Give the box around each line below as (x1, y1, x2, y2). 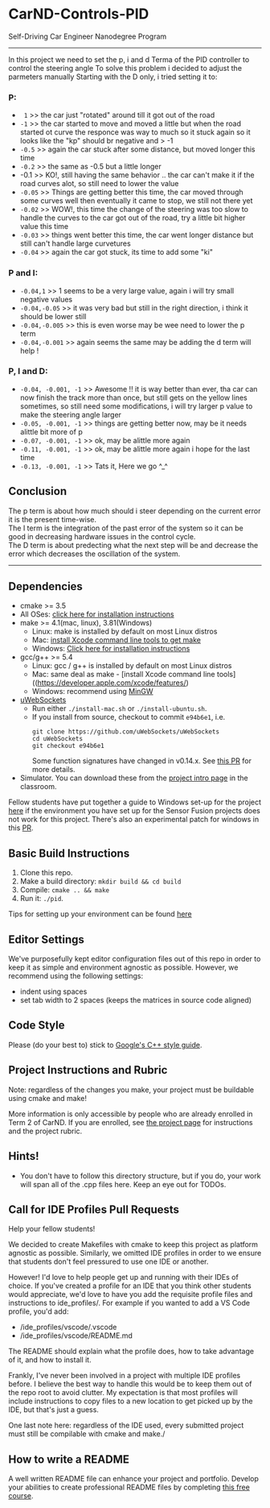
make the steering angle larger (19, 409, 122, 419)
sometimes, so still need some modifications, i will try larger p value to (19, 401, 253, 411)
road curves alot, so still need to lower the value (19, 179, 179, 189)
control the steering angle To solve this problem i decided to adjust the (8, 63, 243, 73)
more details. (31, 765, 76, 775)
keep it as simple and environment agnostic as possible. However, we (8, 962, 239, 972)
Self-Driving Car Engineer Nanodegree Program (8, 31, 167, 41)
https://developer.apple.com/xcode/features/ (37, 678, 186, 688)
